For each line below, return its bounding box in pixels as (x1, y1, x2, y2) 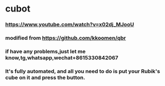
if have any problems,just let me (5, 48, 86, 55)
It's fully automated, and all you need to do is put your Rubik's (5, 67, 160, 74)
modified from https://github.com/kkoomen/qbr (5, 35, 127, 42)
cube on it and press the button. (5, 74, 86, 81)
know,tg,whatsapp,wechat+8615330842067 (5, 54, 118, 61)
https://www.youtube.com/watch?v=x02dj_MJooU (5, 21, 134, 28)
